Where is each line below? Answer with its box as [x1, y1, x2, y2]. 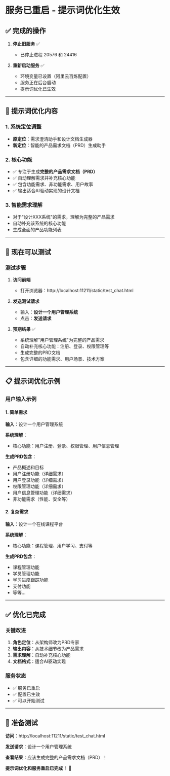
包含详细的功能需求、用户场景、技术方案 [20, 356, 105, 362]
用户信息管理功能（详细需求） [12, 490, 75, 496]
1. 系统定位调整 [5, 123, 42, 130]
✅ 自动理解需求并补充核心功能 [12, 174, 76, 181]
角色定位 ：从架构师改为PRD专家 [12, 640, 79, 646]
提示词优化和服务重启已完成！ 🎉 [5, 765, 72, 771]
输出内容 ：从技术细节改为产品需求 [12, 646, 84, 652]
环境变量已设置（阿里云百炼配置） [20, 73, 92, 79]
